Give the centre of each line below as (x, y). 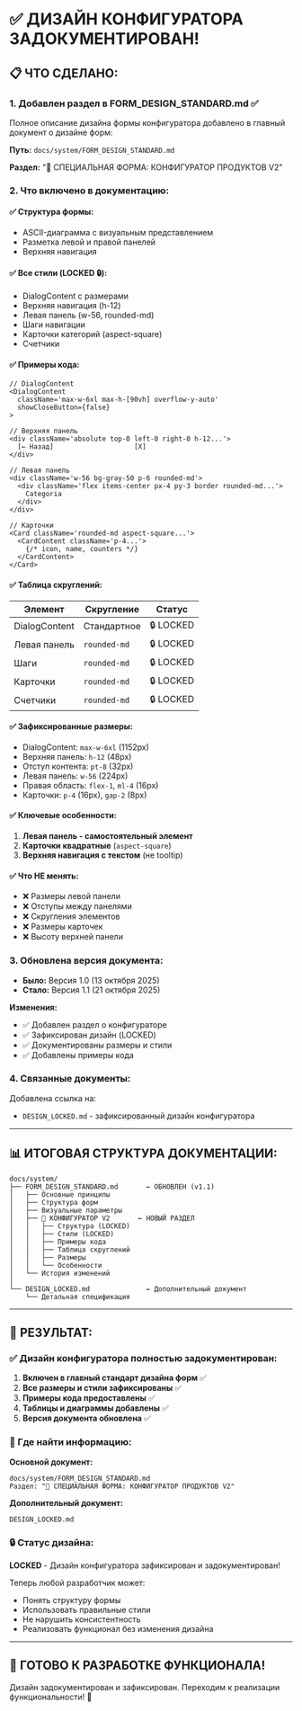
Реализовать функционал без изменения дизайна (118, 1628)
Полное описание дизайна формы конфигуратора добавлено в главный (147, 122)
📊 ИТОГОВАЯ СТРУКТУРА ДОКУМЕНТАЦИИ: (143, 1154)
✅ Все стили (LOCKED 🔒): (58, 272)
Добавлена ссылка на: (53, 1098)
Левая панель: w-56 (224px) (75, 775)
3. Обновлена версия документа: (86, 960)
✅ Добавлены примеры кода (78, 1055)
